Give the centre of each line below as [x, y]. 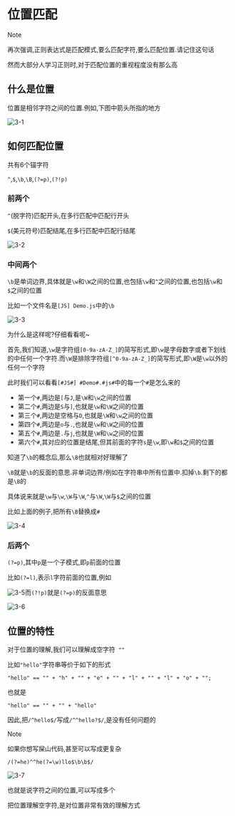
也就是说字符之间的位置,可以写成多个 [62, 790]
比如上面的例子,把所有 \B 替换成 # [54, 512]
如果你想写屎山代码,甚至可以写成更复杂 [65, 749]
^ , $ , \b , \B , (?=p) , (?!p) [37, 179]
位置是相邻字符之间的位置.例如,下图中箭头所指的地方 [84, 108]
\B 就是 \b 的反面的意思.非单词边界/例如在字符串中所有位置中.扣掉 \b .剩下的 [115, 472]
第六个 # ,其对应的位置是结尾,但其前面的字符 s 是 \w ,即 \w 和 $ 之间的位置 [116, 442]
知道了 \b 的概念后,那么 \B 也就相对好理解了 [68, 457]
